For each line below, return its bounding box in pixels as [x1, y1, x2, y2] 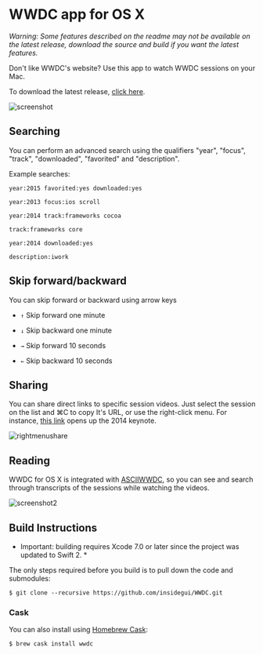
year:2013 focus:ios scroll [9, 198, 101, 206]
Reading [9, 453, 50, 468]
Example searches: [9, 169, 70, 178]
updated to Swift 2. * [20, 551, 88, 559]
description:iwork [9, 253, 69, 260]
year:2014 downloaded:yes [9, 239, 93, 247]
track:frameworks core [9, 225, 83, 233]
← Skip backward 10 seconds [20, 355, 113, 366]
